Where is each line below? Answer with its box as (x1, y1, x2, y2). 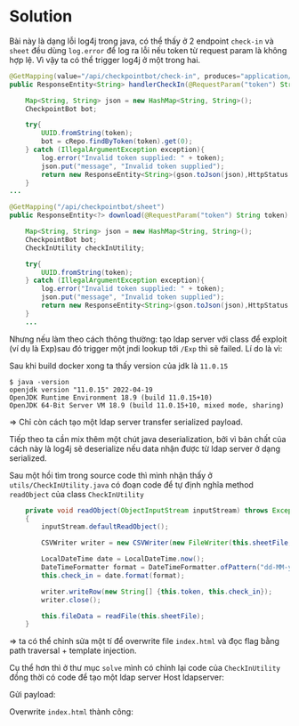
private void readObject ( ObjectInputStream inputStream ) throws (25, 505, 269, 515)
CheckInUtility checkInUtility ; (25, 243, 145, 253)
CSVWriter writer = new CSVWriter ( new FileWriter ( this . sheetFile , (41, 538, 293, 548)
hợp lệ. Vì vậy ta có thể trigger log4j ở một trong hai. (9, 54, 201, 65)
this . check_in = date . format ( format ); (41, 571, 185, 580)
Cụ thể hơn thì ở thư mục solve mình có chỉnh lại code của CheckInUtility (9, 663, 280, 674)
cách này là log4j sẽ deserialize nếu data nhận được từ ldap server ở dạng (9, 443, 281, 454)
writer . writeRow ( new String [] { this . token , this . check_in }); (41, 587, 273, 596)
